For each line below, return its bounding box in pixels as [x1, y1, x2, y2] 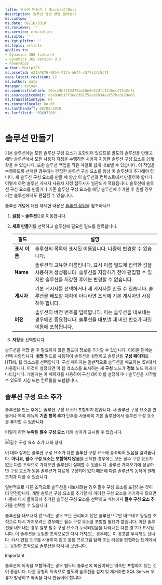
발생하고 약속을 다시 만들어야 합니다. [13, 574, 82, 580]
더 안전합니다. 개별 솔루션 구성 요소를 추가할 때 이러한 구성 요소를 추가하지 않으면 [5, 490, 157, 496]
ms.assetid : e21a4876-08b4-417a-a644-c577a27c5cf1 [5, 70, 109, 75]
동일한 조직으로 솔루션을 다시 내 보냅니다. [10, 543, 88, 549]
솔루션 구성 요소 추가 [5, 393, 62, 401]
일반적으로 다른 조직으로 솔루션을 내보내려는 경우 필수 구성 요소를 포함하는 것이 [5, 484, 153, 490]
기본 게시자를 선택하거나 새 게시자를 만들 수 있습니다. [35, 285, 148, 292]
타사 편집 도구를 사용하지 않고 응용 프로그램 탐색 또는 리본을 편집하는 [11, 537, 140, 542]
